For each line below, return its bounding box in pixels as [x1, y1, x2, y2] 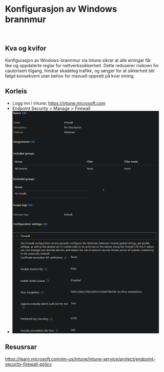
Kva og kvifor [5, 44, 46, 52]
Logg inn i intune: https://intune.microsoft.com [12, 100, 106, 106]
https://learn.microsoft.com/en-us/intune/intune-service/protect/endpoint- [5, 356, 155, 362]
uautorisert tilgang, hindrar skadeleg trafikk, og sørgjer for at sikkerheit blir [5, 68, 155, 74]
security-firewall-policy [5, 361, 52, 367]
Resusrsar [5, 343, 37, 351]
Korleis [5, 87, 27, 96]
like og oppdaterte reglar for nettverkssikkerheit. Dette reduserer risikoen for [5, 62, 159, 68]
